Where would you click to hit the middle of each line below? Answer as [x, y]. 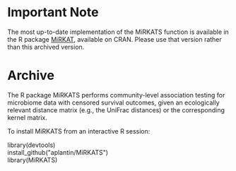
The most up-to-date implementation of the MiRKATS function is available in [118, 32]
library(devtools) [31, 145]
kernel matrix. [27, 117]
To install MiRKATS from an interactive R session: [79, 131]
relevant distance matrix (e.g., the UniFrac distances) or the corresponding [116, 110]
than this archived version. [46, 47]
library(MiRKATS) [33, 160]
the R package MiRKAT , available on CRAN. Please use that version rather [115, 39]
